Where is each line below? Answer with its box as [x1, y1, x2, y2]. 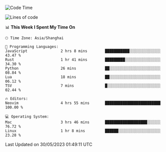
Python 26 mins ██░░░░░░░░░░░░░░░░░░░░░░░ [5, 66, 161, 71]
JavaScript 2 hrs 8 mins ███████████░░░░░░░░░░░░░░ [5, 49, 161, 53]
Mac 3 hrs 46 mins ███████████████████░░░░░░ [5, 120, 161, 125]
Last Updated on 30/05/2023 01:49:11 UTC [5, 142, 93, 147]
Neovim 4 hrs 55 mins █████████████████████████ [5, 101, 161, 105]
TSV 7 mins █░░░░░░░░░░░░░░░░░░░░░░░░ [5, 83, 161, 88]
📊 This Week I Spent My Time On [5, 24, 75, 30]
